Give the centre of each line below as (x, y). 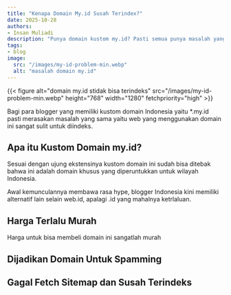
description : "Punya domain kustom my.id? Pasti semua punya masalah (109, 39)
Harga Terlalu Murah (52, 221)
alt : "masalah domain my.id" (55, 71)
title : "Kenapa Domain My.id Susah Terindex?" (75, 13)
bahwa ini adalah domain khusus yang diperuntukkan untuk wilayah (103, 171)
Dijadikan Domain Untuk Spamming (85, 259)
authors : (20, 26)
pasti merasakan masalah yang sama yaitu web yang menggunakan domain (114, 118)
